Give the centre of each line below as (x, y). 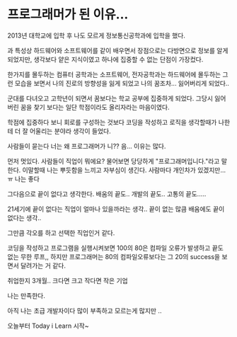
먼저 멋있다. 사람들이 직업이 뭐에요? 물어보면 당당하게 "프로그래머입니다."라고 (114, 161)
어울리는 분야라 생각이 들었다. (70, 131)
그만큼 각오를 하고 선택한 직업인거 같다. (61, 233)
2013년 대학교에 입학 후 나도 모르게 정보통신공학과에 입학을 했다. (97, 35)
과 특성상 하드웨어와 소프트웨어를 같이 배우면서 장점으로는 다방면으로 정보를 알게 (118, 50)
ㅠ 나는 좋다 (24, 178)
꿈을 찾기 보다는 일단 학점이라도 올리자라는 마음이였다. (95, 107)
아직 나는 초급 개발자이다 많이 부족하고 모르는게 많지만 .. (85, 310)
